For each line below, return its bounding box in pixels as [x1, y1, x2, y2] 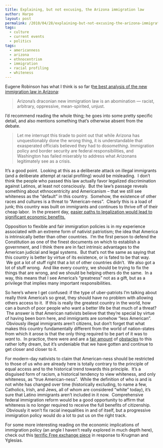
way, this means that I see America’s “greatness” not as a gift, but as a [5, 275, 146, 281]
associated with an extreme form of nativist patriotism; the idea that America [5, 229, 158, 234]
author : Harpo [5, 12, 34, 17]
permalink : [5, 20, 27, 26]
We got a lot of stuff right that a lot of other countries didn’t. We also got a [6, 259, 155, 265]
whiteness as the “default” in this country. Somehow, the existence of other [5, 193, 157, 199]
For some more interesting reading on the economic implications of [5, 422, 139, 428]
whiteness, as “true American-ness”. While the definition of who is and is [5, 376, 152, 382]
